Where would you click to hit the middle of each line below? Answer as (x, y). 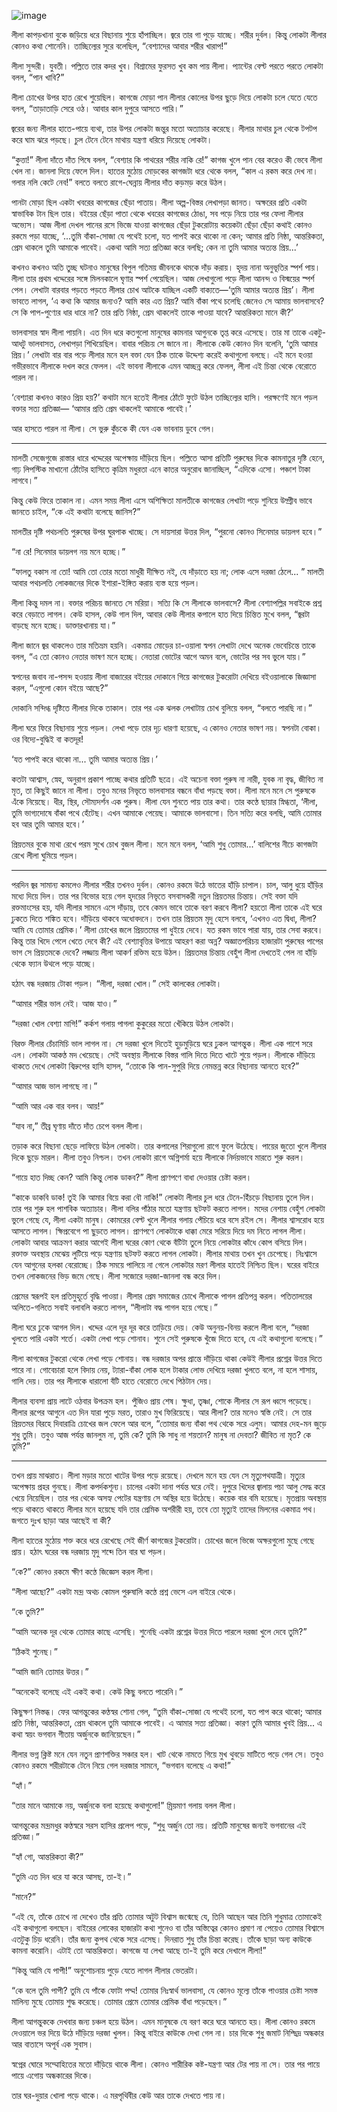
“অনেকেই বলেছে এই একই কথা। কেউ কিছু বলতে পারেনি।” (97, 1691)
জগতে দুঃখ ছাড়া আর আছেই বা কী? (61, 1520)
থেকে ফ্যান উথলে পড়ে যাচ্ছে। (54, 963)
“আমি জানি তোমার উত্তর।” (50, 1671)
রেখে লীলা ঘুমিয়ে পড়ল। (45, 855)
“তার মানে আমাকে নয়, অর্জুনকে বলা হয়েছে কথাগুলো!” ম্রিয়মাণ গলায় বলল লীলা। (124, 1805)
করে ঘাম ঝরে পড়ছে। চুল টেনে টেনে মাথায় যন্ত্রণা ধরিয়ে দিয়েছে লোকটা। (112, 139)
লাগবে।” (24, 480)
